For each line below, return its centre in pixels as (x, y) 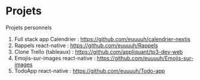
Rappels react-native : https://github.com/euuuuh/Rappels (86, 45)
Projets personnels (29, 27)
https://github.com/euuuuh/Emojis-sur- (145, 58)
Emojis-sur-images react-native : (55, 58)
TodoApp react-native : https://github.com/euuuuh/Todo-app (90, 70)
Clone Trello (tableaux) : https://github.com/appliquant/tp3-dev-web (99, 51)
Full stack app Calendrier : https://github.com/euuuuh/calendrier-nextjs (102, 39)
